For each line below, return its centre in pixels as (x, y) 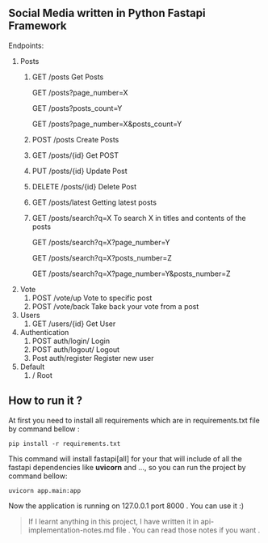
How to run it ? (46, 401)
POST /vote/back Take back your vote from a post (115, 306)
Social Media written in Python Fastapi (107, 13)
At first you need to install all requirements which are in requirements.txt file (134, 420)
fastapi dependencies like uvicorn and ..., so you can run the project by (127, 467)
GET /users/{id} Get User (74, 324)
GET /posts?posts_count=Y (77, 108)
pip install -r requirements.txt (65, 443)
